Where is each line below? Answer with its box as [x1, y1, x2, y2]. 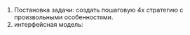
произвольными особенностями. [13, 13, 114, 21]
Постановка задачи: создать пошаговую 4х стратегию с [13, 6, 184, 14]
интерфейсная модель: [13, 21, 83, 28]
